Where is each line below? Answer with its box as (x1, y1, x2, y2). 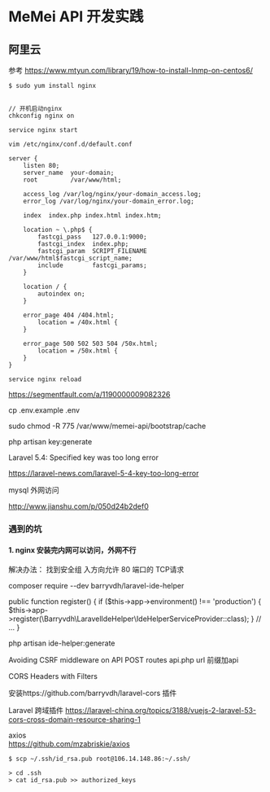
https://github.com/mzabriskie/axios (8, 739, 130, 749)
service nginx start (8, 126, 79, 134)
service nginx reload (8, 375, 82, 383)
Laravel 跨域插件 (8, 706, 63, 715)
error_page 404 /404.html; (23, 311, 115, 319)
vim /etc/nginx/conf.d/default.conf (8, 140, 133, 148)
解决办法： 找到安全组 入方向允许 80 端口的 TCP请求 (8, 565, 185, 575)
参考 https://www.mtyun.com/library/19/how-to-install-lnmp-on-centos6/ (8, 66, 254, 75)
